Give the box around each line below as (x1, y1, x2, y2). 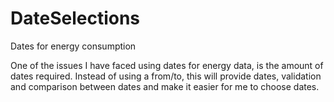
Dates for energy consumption (10, 40, 137, 52)
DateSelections (10, 7, 141, 30)
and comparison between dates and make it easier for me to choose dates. (10, 80, 320, 92)
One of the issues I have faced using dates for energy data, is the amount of (10, 59, 324, 71)
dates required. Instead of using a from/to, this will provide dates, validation (10, 70, 322, 82)
